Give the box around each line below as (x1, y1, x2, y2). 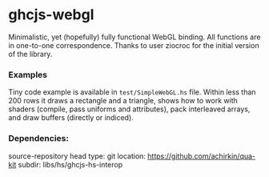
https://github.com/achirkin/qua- (147, 151, 256, 161)
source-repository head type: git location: (8, 151, 147, 161)
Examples (8, 69, 48, 80)
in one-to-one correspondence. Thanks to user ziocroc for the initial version (8, 40, 259, 50)
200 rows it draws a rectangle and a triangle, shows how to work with (8, 96, 239, 106)
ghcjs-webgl (8, 6, 94, 24)
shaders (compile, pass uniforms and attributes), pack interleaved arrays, (8, 104, 251, 114)
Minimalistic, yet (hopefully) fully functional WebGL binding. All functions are (8, 32, 261, 42)
